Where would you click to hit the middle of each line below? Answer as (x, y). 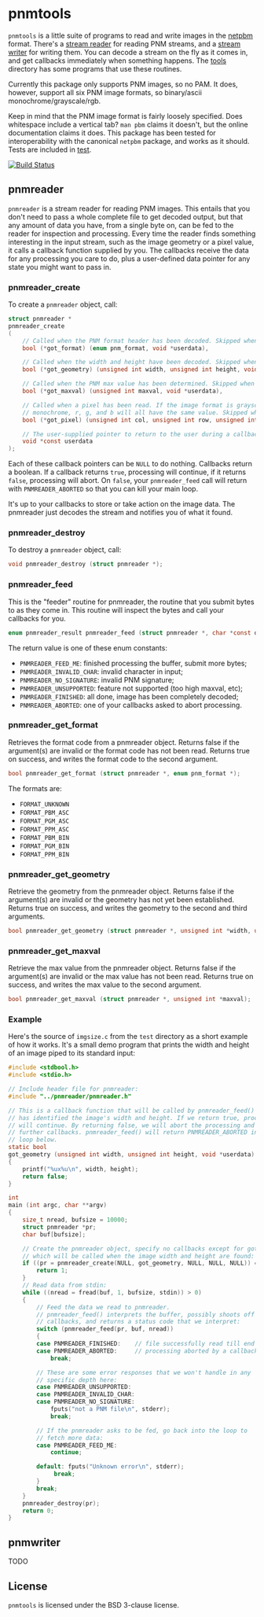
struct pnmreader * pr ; (59, 1227)
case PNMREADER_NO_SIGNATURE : (86, 1402)
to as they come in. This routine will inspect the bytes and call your (116, 610)
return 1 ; (52, 1271)
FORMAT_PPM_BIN (44, 854)
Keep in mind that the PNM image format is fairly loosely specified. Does (126, 116)
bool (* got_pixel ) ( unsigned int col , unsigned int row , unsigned (133, 420)
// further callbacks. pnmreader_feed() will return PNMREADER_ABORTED (128, 1133)
